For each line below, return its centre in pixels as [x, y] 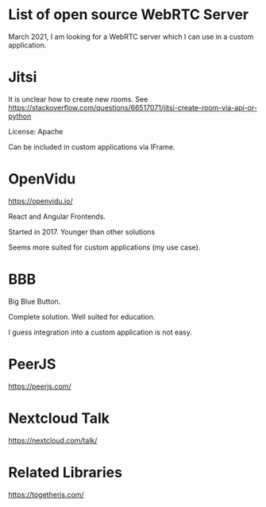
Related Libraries [66, 472]
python [20, 116]
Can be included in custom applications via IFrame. [92, 147]
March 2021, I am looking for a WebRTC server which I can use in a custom [131, 37]
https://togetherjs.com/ [46, 494]
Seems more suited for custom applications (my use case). [104, 247]
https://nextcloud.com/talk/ [53, 440]
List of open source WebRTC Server [129, 15]
